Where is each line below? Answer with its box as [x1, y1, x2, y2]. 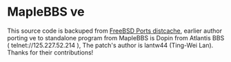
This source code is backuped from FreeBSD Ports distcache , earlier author [7, 27, 223, 35]
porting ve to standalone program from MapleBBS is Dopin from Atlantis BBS [7, 33, 225, 42]
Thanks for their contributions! [7, 48, 94, 57]
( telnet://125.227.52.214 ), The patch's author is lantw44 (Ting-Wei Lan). [7, 41, 214, 49]
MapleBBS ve [7, 4, 85, 20]
